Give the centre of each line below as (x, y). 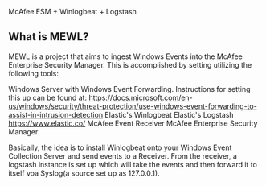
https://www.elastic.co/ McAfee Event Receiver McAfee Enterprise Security (133, 123)
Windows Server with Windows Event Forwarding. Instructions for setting (129, 89)
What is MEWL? (49, 37)
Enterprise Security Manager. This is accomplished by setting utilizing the (130, 64)
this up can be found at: (47, 97)
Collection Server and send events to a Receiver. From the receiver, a (123, 155)
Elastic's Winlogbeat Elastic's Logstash (169, 114)
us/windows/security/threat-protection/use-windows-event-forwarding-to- (133, 106)
